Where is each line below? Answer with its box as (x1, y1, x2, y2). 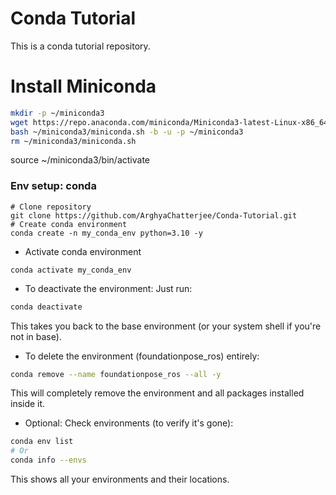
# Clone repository (10, 202, 92, 212)
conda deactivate (10, 302, 83, 312)
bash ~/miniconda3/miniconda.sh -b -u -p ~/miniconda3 (10, 127, 244, 137)
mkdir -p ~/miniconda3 (10, 108, 105, 118)
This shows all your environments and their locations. (10, 473, 230, 486)
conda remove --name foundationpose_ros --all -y (10, 369, 222, 379)
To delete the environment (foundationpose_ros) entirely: (24, 350, 260, 362)
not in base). (10, 330, 62, 342)
